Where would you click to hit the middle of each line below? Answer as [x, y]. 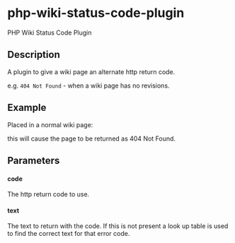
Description [34, 55]
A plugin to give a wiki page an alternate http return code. [91, 71]
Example [27, 108]
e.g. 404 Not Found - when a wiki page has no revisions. [88, 85]
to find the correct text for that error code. [69, 234]
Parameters [34, 160]
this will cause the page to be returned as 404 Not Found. [91, 138]
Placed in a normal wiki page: [50, 124]
